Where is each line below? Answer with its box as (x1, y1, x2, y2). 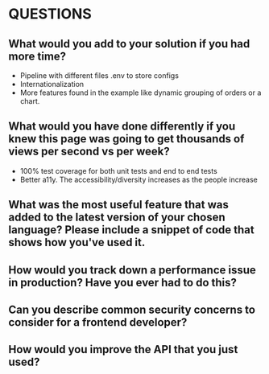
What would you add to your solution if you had (8, 37, 250, 51)
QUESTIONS (8, 5, 93, 23)
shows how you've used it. (8, 236, 146, 249)
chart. (19, 97, 40, 105)
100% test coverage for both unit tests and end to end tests (19, 166, 217, 175)
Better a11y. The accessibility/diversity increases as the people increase (19, 175, 258, 184)
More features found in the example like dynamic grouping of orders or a (19, 88, 262, 97)
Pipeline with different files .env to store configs (19, 71, 180, 80)
